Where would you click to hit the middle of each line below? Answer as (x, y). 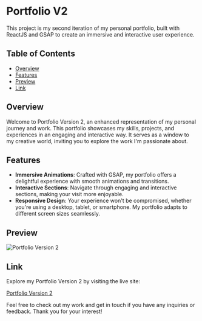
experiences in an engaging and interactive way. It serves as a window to (98, 135)
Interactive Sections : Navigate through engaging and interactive (96, 188)
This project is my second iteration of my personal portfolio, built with (93, 28)
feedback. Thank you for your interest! (54, 311)
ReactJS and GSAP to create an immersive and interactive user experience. (100, 34)
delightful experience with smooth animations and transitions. (92, 182)
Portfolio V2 (37, 11)
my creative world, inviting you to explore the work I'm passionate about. (97, 141)
